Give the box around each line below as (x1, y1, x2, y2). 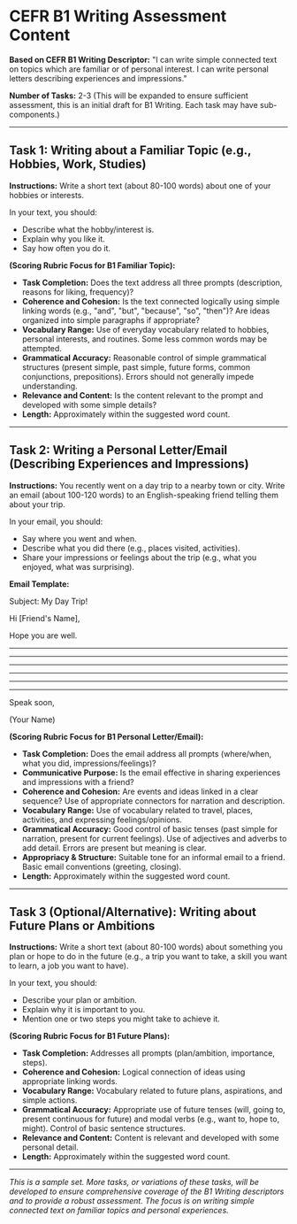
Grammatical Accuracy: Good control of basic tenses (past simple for (21, 823, 278, 834)
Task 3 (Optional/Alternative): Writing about (9, 905, 256, 920)
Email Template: (9, 578, 70, 589)
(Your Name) (9, 714, 56, 725)
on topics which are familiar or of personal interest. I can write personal (9, 64, 270, 74)
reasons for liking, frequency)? (21, 286, 134, 297)
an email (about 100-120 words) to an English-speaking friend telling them (9, 489, 279, 500)
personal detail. (21, 1142, 80, 1152)
